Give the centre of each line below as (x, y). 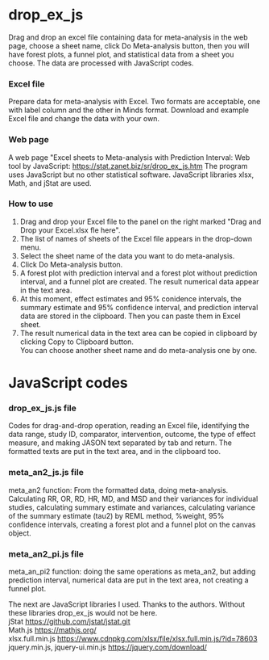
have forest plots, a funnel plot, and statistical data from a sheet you (121, 54)
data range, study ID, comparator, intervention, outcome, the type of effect (132, 435)
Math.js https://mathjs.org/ (52, 630)
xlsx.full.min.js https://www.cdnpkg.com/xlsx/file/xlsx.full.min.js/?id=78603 (133, 638)
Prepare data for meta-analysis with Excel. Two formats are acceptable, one (134, 102)
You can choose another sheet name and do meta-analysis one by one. (139, 350)
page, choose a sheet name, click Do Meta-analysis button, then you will (129, 45)
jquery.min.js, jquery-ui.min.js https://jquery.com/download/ (108, 647)
